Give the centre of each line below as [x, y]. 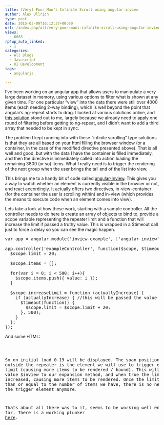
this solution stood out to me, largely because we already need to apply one [81, 118]
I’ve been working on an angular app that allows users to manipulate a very [81, 92]
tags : [10, 69]
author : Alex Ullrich [27, 14]
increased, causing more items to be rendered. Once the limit [82, 379]
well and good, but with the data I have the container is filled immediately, [79, 153]
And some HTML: [23, 336]
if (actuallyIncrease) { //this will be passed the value [86, 298]
